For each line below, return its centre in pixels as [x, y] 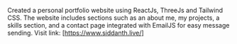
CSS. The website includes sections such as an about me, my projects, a [114, 18]
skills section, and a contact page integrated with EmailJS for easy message [118, 25]
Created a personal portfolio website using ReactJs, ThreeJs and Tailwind [115, 10]
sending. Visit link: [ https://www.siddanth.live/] [76, 33]
